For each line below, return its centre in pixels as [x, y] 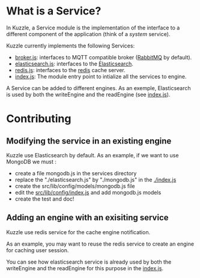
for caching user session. [38, 250]
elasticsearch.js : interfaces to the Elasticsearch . [74, 64]
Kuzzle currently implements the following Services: [71, 46]
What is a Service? [54, 11]
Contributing [39, 119]
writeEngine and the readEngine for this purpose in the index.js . [85, 268]
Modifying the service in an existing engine [89, 141]
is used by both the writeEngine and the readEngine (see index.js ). [88, 94]
